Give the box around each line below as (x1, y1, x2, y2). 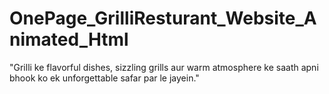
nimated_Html (9, 28, 129, 51)
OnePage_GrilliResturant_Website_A (9, 7, 317, 30)
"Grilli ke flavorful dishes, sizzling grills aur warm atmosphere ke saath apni (9, 61, 319, 73)
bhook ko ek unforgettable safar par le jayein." (9, 72, 200, 84)
